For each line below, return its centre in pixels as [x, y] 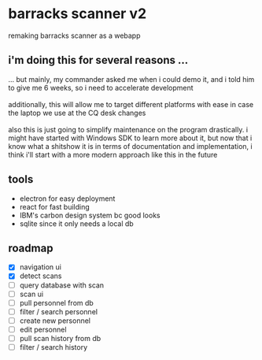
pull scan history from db [60, 338]
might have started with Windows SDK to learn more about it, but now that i [130, 138]
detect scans [41, 276]
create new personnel [55, 321]
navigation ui [40, 267]
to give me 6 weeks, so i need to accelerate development [101, 87]
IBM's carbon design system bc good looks [90, 215]
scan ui [31, 294]
